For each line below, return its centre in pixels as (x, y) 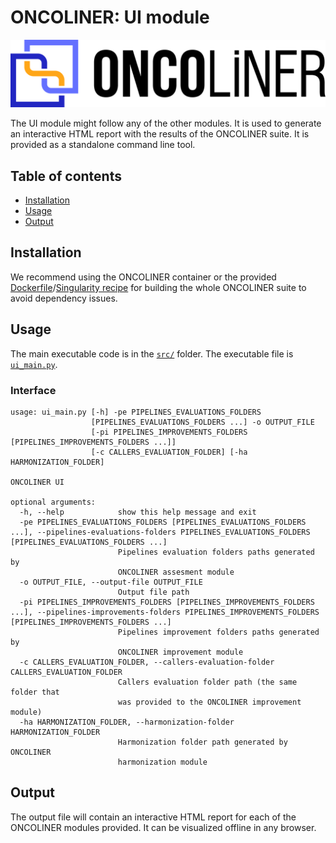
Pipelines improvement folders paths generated (218, 632)
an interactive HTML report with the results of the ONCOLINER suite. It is (160, 134)
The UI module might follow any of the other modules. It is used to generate (166, 123)
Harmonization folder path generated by (202, 742)
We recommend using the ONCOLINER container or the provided (143, 277)
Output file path (153, 592)
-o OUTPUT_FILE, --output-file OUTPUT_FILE (111, 582)
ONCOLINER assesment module (176, 572)
